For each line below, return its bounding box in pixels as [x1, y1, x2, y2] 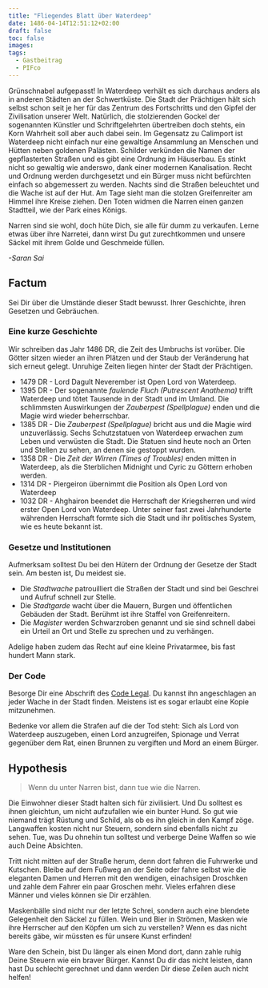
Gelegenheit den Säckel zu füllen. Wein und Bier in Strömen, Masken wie [8, 914, 248, 924]
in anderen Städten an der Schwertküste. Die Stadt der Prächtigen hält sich [8, 94, 256, 104]
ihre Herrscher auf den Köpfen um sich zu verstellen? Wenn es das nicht [8, 923, 247, 933]
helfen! [8, 973, 32, 982]
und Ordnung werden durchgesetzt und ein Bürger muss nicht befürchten [8, 171, 251, 180]
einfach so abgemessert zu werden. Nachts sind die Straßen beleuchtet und [8, 179, 260, 189]
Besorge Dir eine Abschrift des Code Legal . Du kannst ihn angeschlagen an [8, 688, 257, 698]
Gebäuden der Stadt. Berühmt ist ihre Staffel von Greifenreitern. [19, 610, 230, 619]
